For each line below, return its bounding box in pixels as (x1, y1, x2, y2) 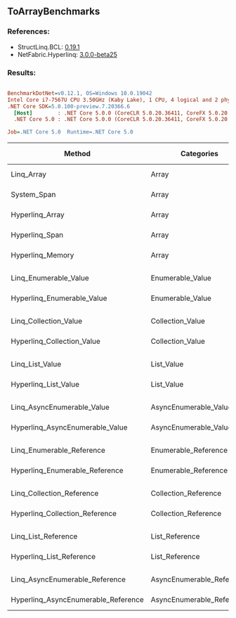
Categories (180, 149, 219, 159)
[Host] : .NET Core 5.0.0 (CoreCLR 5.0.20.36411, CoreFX (13, 109, 206, 117)
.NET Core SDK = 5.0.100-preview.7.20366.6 (7, 103, 131, 110)
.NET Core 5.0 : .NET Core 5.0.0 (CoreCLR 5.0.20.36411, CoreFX (13, 116, 206, 123)
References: (7, 27, 51, 37)
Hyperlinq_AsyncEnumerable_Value (11, 423, 128, 432)
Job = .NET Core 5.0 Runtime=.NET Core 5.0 (7, 129, 133, 136)
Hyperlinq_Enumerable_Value (11, 293, 107, 303)
